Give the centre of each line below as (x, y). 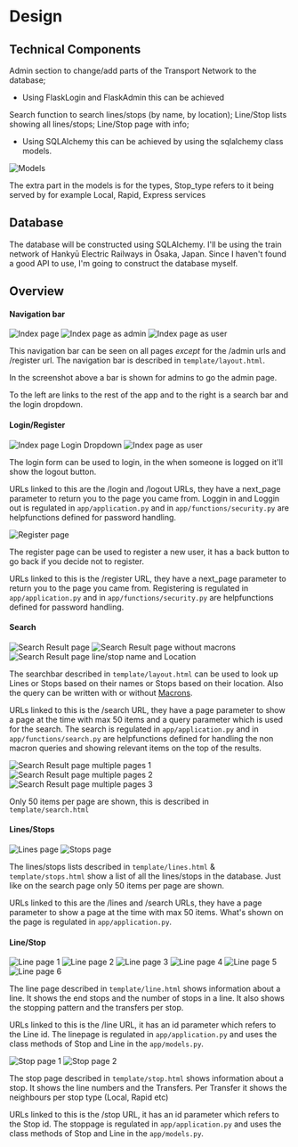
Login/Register (37, 425)
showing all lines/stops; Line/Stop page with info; (99, 124)
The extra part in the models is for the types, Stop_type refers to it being (141, 185)
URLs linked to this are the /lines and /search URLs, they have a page (136, 903)
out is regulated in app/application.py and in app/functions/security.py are (149, 508)
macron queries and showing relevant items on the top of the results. (136, 748)
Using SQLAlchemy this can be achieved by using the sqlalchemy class (153, 141)
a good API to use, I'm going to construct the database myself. (124, 263)
